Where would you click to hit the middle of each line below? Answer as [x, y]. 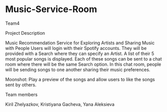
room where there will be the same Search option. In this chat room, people [83, 64]
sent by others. [21, 85]
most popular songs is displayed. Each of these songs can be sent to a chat [83, 59]
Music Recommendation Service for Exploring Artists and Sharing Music [80, 43]
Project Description [25, 33]
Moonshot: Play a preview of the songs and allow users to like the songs [80, 79]
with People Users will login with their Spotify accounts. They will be [76, 48]
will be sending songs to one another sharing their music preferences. [78, 70]
